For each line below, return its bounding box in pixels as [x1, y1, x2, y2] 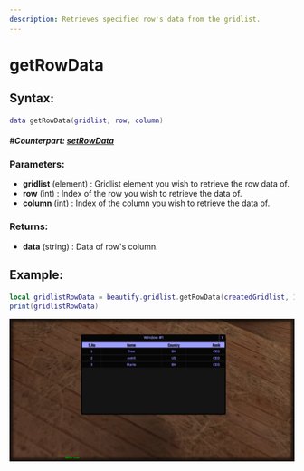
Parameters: [9, 159, 65, 171]
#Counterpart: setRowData [9, 136, 115, 147]
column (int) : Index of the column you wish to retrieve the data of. [22, 197, 271, 208]
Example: [9, 267, 63, 283]
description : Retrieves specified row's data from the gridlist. [9, 14, 261, 24]
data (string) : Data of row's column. [22, 241, 158, 252]
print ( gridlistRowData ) [9, 302, 100, 312]
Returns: [9, 220, 49, 233]
